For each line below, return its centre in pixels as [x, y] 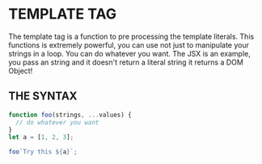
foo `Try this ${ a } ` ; [43, 152]
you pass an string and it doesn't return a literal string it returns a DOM [126, 62]
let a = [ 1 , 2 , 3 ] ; [41, 137]
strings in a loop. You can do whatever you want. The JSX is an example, [129, 53]
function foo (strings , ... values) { [70, 115]
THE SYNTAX [43, 97]
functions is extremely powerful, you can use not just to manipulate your [129, 44]
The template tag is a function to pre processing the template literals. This [131, 36]
